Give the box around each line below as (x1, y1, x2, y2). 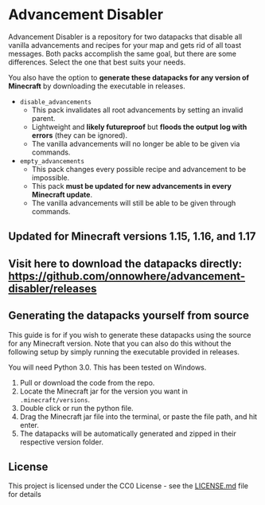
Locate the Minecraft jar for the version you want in (19, 386, 189, 396)
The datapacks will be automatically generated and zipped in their (19, 429, 236, 438)
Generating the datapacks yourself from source (8, 309, 249, 323)
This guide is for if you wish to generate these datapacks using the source (8, 330, 251, 339)
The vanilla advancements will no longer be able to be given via (31, 139, 240, 148)
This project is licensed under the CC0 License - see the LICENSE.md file (8, 481, 249, 491)
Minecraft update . (31, 190, 93, 199)
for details (8, 490, 41, 499)
